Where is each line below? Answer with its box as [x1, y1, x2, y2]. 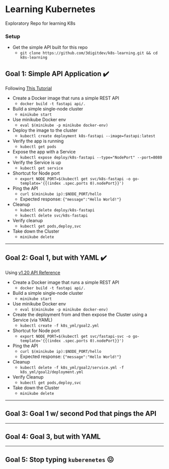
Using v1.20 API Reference [5, 269, 60, 276]
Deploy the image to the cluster [12, 127, 78, 133]
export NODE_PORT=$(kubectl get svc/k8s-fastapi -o [20, 177, 131, 182]
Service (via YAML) [12, 317, 53, 323]
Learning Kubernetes [5, 4, 96, 15]
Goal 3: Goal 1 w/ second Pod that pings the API [5, 409, 157, 418]
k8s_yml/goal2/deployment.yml [20, 370, 84, 375]
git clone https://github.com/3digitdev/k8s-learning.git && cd [20, 50, 158, 56]
